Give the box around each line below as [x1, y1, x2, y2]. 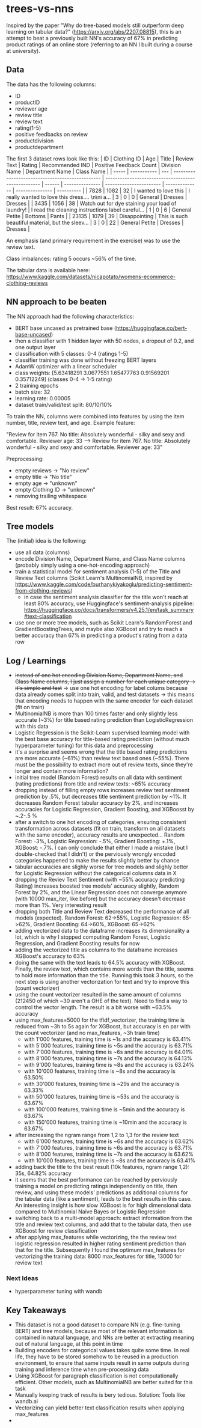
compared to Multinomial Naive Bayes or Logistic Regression [14, 1208, 166, 1215]
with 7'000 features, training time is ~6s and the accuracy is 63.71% [23, 1144, 193, 1152]
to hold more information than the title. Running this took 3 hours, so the [14, 972, 194, 979]
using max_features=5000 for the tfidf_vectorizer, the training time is [14, 1016, 185, 1024]
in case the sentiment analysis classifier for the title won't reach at [23, 594, 188, 601]
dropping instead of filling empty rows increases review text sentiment [14, 787, 189, 794]
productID [14, 99, 40, 106]
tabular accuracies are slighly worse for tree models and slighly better [14, 863, 188, 870]
